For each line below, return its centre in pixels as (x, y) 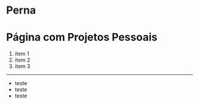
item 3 (23, 66)
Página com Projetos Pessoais (82, 38)
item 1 (22, 54)
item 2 (23, 60)
